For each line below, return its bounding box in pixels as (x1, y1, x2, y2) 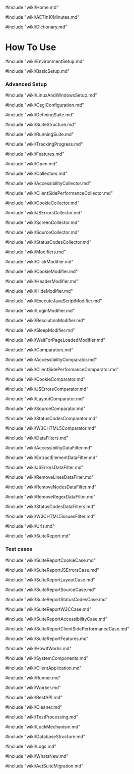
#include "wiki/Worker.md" (5, 685, 61, 691)
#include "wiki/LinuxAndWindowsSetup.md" (5, 92, 97, 98)
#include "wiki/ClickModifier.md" (5, 259, 74, 265)
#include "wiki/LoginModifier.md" (5, 308, 75, 314)
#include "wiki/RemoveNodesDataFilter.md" (5, 484, 97, 490)
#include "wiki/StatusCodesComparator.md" (5, 416, 98, 422)
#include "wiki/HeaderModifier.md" (5, 278, 79, 285)
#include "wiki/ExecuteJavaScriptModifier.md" (5, 298, 102, 304)
